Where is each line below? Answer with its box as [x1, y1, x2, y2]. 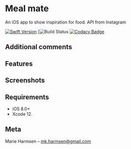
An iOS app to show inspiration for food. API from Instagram [5, 19, 127, 25]
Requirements [5, 93, 49, 101]
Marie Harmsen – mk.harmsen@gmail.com [5, 138, 91, 144]
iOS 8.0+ [12, 106, 30, 112]
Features [5, 59, 33, 68]
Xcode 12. [12, 111, 33, 117]
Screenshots [5, 76, 45, 85]
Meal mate [5, 3, 49, 14]
